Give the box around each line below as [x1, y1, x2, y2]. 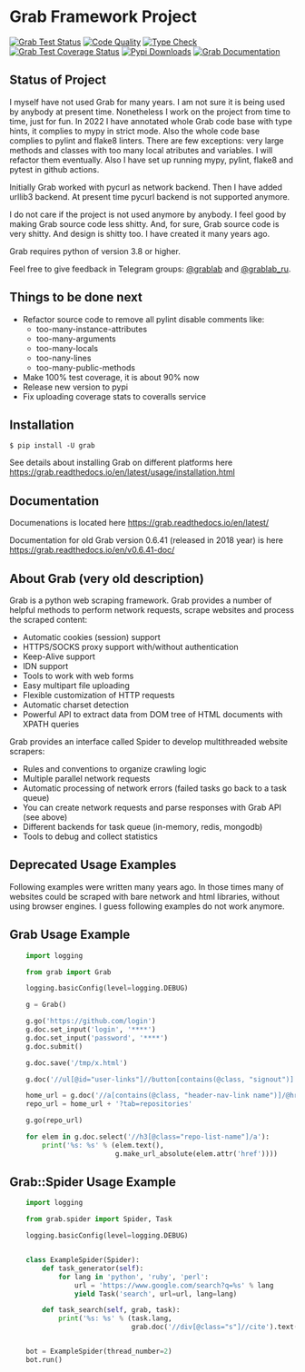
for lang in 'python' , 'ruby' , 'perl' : [57, 1272, 209, 1281]
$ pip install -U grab [9, 441, 95, 450]
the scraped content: [9, 615, 88, 625]
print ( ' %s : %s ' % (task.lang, [57, 1314, 172, 1323]
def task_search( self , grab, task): [42, 1306, 181, 1315]
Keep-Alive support [22, 651, 95, 662]
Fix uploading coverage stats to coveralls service [22, 390, 207, 401]
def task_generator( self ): [42, 1264, 144, 1273]
